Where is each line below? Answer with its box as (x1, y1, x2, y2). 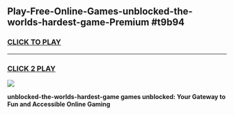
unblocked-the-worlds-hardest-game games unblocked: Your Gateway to (7, 92, 226, 100)
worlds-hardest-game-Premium (7, 17, 150, 29)
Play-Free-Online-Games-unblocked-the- (7, 6, 193, 17)
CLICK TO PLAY (7, 38, 61, 47)
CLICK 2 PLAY (7, 63, 56, 73)
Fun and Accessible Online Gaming (7, 100, 111, 108)
